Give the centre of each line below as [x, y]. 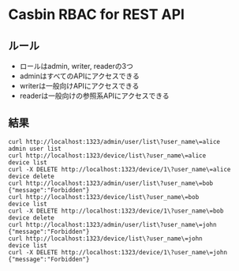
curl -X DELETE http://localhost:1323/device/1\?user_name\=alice [119, 169]
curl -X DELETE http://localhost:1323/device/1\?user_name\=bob [116, 211]
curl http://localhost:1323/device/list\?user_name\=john [105, 239]
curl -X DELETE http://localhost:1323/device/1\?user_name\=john [118, 252]
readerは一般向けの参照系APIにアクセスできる [94, 96]
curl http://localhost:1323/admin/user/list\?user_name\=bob [111, 183]
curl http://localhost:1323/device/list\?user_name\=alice [107, 156]
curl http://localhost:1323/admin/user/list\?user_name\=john [112, 224]
